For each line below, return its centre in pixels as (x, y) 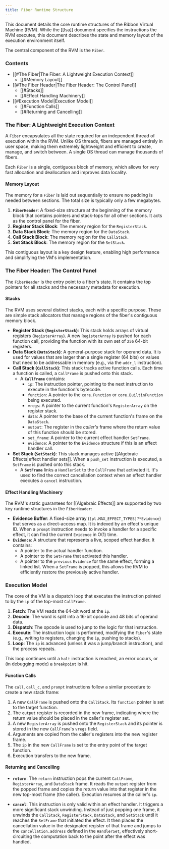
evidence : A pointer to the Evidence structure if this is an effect (92, 443)
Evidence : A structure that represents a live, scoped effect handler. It (83, 540)
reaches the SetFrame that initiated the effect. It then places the (78, 820)
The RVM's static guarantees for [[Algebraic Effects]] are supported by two (83, 503)
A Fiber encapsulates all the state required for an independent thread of (80, 136)
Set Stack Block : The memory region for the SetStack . (69, 242)
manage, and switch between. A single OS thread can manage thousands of (84, 152)
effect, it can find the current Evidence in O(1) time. (65, 535)
